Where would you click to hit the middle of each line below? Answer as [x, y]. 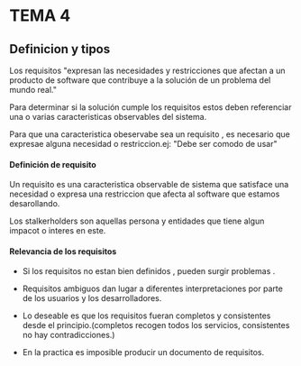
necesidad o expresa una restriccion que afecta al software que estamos [145, 194]
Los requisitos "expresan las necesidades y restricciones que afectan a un [147, 70]
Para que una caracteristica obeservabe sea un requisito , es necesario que [150, 134]
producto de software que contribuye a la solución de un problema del [140, 80]
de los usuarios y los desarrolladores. [92, 298]
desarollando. [35, 204]
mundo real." [33, 90]
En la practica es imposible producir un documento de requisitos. [143, 352]
